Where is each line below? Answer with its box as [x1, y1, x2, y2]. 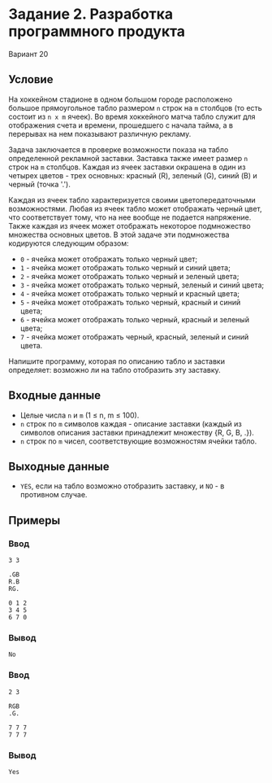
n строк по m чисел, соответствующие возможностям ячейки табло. [19, 436, 257, 446]
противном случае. [19, 490, 88, 500]
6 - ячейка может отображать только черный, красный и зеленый [19, 314, 250, 324]
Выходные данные [8, 459, 110, 473]
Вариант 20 [8, 49, 49, 59]
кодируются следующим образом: [8, 238, 129, 248]
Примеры [8, 514, 61, 527]
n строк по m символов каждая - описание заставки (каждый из [19, 418, 242, 428]
